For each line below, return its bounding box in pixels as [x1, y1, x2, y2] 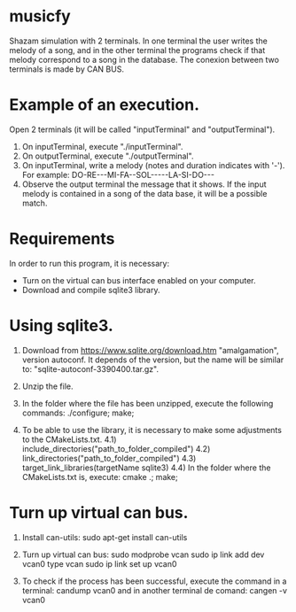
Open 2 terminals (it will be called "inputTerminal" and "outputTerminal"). [9, 124, 276, 135]
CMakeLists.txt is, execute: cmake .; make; [21, 471, 179, 482]
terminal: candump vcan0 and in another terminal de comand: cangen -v [21, 585, 288, 595]
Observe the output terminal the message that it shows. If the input [21, 179, 268, 190]
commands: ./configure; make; [21, 407, 135, 418]
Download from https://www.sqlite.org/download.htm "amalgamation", [21, 345, 279, 355]
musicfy [9, 6, 71, 27]
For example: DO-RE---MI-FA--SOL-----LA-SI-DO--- [21, 169, 215, 180]
